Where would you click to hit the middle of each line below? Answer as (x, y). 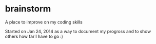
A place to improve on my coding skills (44, 22)
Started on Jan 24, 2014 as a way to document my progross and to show (78, 31)
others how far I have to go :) (34, 36)
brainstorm (28, 9)
